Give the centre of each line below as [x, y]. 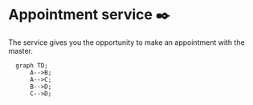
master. [21, 50]
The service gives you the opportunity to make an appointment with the [126, 42]
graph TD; [32, 65]
